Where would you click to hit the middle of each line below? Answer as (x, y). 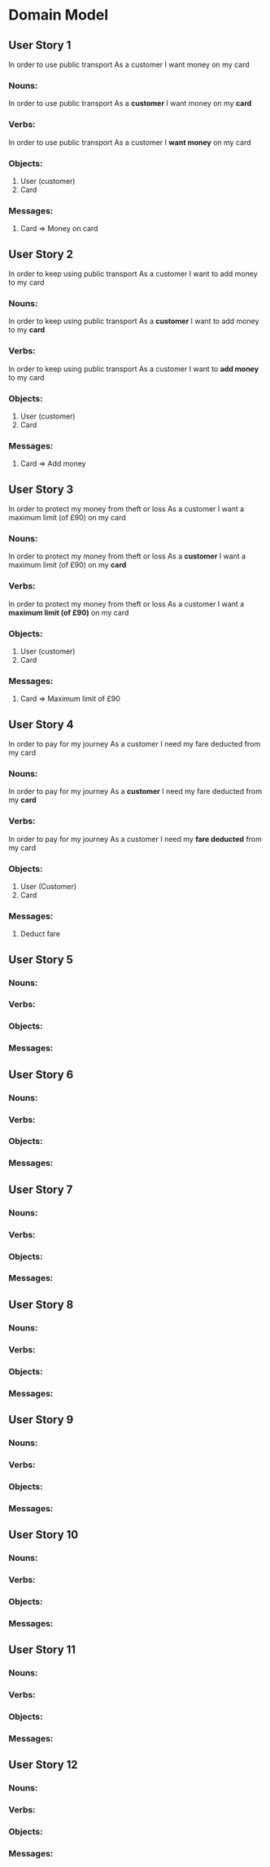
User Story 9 (41, 1420)
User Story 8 (41, 1304)
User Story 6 (41, 1074)
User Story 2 (41, 254)
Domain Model (59, 15)
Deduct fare (40, 934)
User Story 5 (41, 960)
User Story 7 (41, 1189)
